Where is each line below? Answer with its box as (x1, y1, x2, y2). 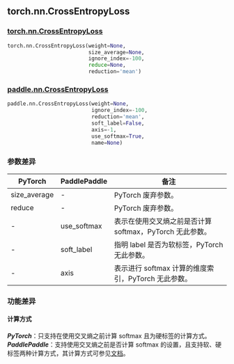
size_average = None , (88, 49, 145, 56)
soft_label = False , (91, 120, 145, 127)
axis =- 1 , (91, 126, 117, 133)
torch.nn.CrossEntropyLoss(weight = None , (7, 42, 127, 49)
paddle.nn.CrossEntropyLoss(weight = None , (7, 100, 130, 107)
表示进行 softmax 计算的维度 (114, 263, 208, 273)
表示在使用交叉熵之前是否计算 (114, 216, 212, 225)
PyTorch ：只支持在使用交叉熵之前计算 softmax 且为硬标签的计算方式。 (7, 331, 211, 340)
